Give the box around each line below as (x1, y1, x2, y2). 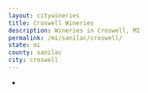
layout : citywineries (8, 11, 80, 20)
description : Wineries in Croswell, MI (8, 26, 141, 34)
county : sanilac (8, 48, 62, 56)
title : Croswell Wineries (8, 19, 94, 27)
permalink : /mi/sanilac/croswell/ (8, 33, 123, 42)
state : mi (8, 41, 41, 49)
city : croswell (8, 56, 59, 64)
